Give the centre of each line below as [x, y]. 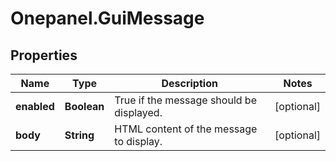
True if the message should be [185, 100]
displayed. [138, 112]
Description [189, 83]
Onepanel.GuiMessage [107, 18]
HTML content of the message [186, 129]
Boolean [84, 106]
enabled [35, 106]
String [79, 135]
